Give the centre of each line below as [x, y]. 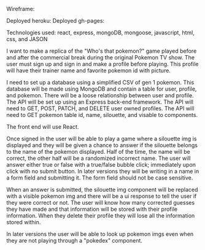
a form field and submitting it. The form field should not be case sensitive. [100, 178]
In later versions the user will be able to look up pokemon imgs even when [100, 234]
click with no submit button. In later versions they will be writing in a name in [103, 171]
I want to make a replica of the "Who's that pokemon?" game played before [102, 51]
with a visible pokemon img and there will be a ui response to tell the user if [102, 196]
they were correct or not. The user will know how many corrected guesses [101, 203]
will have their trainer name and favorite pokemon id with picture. [88, 70]
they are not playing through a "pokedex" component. [75, 241]
